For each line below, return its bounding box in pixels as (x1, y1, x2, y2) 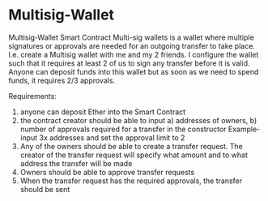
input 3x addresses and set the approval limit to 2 (19, 132, 185, 143)
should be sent (19, 184, 70, 194)
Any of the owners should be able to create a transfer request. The (19, 141, 243, 151)
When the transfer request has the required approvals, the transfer (19, 176, 243, 186)
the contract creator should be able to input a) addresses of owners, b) (19, 115, 257, 125)
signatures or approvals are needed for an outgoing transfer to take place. (8, 41, 255, 50)
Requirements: (8, 91, 57, 100)
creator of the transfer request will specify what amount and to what (19, 150, 249, 160)
